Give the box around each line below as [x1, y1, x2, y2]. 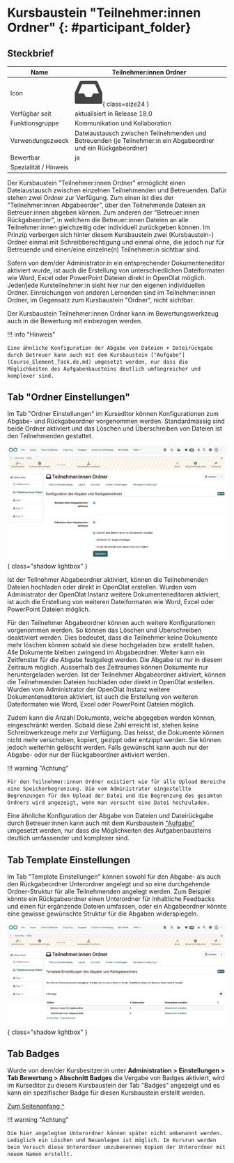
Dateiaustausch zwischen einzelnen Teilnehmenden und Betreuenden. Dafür [7, 186, 227, 194]
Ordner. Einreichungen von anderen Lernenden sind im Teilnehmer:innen [7, 288, 216, 297]
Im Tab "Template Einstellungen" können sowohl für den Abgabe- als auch [7, 872, 221, 881]
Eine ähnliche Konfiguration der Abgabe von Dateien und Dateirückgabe [7, 812, 214, 820]
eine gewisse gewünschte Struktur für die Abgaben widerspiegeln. [7, 909, 198, 918]
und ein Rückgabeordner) [75, 144, 148, 152]
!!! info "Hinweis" [7, 330, 56, 339]
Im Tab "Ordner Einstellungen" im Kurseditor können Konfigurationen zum [7, 410, 219, 418]
